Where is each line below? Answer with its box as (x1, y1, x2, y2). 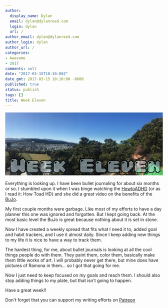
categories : (5, 50, 30, 55)
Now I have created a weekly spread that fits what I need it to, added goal (5, 226, 157, 232)
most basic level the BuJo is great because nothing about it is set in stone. (5, 216, 158, 222)
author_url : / (5, 45, 35, 50)
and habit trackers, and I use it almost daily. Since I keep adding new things (5, 231, 160, 237)
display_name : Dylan (9, 13, 52, 18)
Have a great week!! (5, 287, 46, 293)
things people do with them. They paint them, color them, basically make (5, 252, 155, 258)
